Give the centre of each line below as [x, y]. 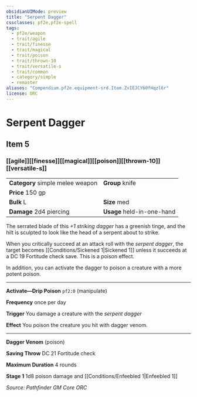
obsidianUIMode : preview [36, 11]
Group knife [120, 183]
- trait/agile [28, 39]
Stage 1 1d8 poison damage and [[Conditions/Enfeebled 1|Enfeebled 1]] [92, 376]
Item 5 [18, 144]
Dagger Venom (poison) [35, 342]
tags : [13, 28]
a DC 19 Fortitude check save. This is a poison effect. [70, 256]
